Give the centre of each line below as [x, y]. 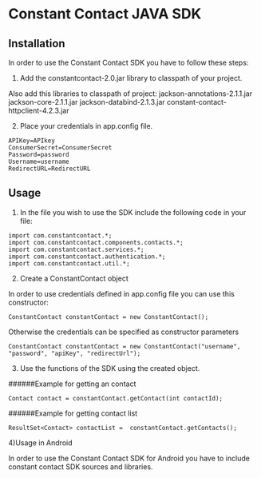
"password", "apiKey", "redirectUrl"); [75, 353]
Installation [37, 44]
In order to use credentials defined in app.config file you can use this [122, 293]
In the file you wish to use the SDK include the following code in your [133, 212]
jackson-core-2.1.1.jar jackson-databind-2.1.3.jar [87, 102]
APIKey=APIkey [32, 141]
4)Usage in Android [41, 442]
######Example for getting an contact [72, 384]
